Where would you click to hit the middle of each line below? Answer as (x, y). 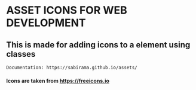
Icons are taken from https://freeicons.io (58, 81)
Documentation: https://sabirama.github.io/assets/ (72, 67)
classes (21, 54)
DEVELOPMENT (46, 23)
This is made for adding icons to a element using (98, 45)
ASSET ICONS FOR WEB (67, 10)
